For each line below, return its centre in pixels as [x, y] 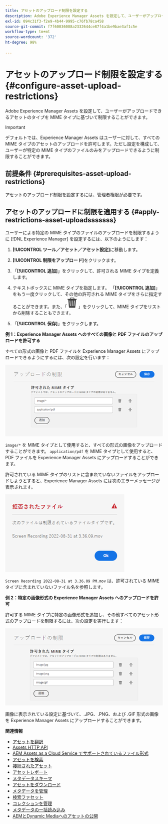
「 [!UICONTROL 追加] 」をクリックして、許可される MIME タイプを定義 [85, 271]
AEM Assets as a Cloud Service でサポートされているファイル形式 [80, 753]
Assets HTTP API [30, 747]
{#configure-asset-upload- [63, 86]
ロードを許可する [23, 341]
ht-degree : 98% [21, 43]
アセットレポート [30, 772]
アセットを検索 [28, 760]
